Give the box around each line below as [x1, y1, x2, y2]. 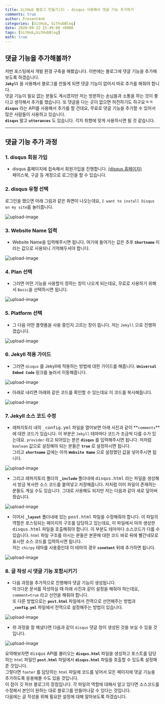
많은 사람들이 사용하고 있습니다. [5, 111, 66, 117]
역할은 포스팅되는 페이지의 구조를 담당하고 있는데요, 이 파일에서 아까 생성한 [12, 520, 156, 526]
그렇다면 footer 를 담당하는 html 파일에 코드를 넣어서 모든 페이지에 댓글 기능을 [5, 669, 156, 675]
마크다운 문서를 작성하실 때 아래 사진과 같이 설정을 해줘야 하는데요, [12, 586, 139, 592]
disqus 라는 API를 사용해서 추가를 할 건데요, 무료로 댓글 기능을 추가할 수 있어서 [5, 105, 156, 111]
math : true [5, 35, 27, 40]
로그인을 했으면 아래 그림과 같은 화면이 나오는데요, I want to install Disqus [5, 198, 155, 203]
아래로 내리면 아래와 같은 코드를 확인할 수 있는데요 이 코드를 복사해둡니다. [12, 389, 153, 395]
